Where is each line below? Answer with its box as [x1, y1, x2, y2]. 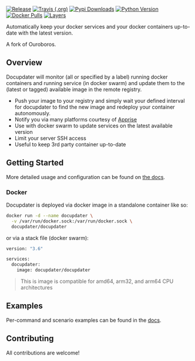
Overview [6, 58, 43, 68]
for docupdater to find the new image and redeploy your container [14, 103, 175, 110]
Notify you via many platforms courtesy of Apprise [14, 116, 137, 123]
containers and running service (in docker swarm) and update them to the [6, 79, 185, 86]
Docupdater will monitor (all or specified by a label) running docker [6, 73, 168, 80]
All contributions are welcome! [6, 349, 80, 356]
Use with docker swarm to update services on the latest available [14, 122, 173, 129]
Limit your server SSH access [14, 134, 86, 141]
